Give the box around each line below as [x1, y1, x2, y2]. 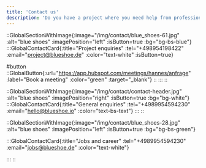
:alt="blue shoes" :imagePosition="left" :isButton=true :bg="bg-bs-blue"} [6, 38, 192, 45]
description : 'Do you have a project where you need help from [6, 15, 172, 21]
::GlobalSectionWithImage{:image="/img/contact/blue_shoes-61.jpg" [6, 31, 180, 38]
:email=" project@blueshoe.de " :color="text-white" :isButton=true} [6, 51, 174, 58]
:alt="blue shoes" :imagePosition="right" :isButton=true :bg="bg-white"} [6, 94, 190, 101]
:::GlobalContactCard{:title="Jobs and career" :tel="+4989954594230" [6, 137, 186, 144]
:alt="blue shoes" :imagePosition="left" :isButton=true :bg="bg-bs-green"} [6, 125, 196, 133]
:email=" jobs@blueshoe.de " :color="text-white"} [6, 144, 130, 151]
